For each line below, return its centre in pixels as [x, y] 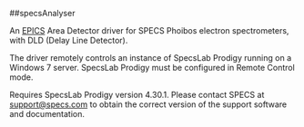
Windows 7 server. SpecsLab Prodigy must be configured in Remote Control [152, 68]
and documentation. [47, 114]
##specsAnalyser [42, 13]
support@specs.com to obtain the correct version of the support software [148, 104]
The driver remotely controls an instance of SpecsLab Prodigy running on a [151, 58]
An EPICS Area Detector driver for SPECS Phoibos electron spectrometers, [149, 30]
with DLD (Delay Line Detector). [69, 40]
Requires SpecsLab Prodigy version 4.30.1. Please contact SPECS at [137, 95]
